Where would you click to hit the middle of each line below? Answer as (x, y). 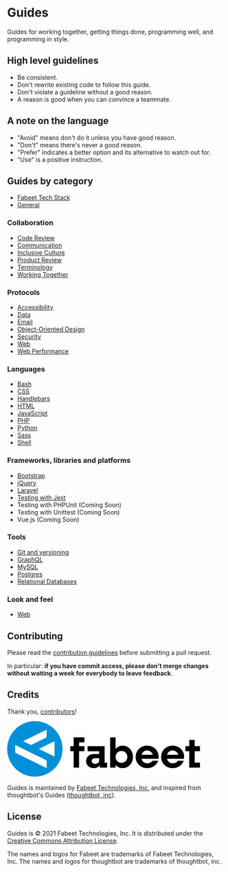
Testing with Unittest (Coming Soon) (68, 512)
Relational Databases (47, 581)
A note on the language (58, 121)
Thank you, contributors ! (42, 712)
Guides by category (50, 181)
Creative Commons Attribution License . (63, 840)
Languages (26, 368)
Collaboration (30, 223)
